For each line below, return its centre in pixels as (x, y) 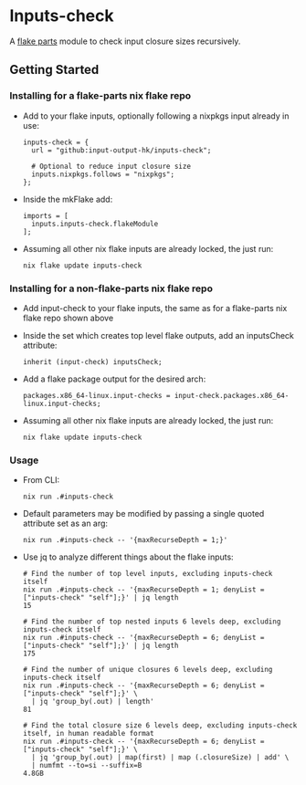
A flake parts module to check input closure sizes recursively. (125, 41)
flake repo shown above (68, 318)
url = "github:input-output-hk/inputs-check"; (121, 150)
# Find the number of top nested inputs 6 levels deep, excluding (152, 622)
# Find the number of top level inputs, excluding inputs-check (148, 574)
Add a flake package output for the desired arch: (114, 379)
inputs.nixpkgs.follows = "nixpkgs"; (103, 174)
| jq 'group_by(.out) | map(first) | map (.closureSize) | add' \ (160, 758)
